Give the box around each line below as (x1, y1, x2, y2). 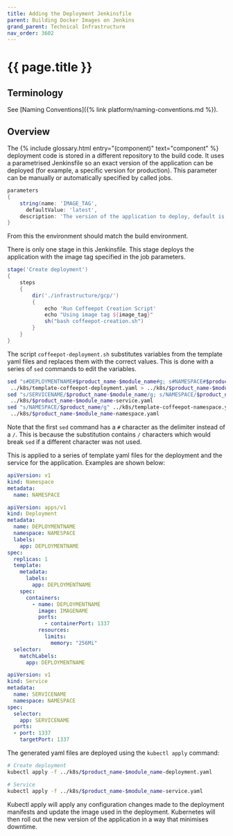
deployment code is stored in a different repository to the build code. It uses (7, 151, 225, 160)
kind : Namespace (7, 478, 54, 485)
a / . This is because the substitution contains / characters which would (7, 430, 212, 439)
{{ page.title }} (7, 60, 93, 75)
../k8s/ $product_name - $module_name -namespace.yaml (10, 411, 159, 418)
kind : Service (7, 678, 49, 685)
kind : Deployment (7, 510, 58, 518)
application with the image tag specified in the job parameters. (7, 253, 186, 261)
